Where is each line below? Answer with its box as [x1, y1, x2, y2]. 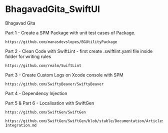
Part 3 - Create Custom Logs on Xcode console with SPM [5, 71, 123, 78]
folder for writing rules [5, 53, 51, 59]
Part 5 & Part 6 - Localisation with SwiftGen [5, 100, 94, 106]
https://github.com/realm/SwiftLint [5, 63, 81, 68]
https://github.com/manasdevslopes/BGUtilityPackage [5, 39, 117, 44]
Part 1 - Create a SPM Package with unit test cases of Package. [5, 29, 136, 35]
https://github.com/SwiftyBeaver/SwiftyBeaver [5, 81, 104, 86]
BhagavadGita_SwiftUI [5, 3, 100, 15]
